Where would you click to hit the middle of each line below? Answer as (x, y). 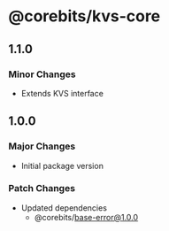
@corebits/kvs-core (84, 16)
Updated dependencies (64, 208)
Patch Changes (42, 189)
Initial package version (62, 166)
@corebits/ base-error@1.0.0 (86, 217)
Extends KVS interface (62, 93)
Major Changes (42, 146)
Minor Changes (42, 74)
